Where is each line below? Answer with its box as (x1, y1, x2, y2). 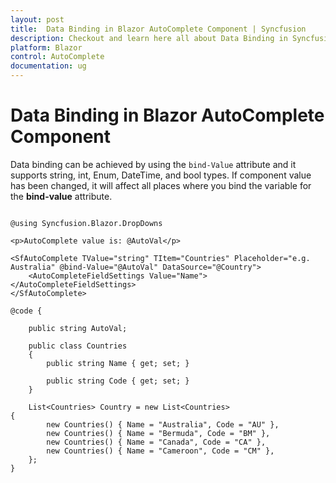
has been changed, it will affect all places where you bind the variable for (10, 179, 312, 191)
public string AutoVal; (28, 323, 128, 333)
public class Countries (28, 341, 128, 351)
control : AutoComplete (10, 52, 105, 62)
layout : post (10, 14, 65, 25)
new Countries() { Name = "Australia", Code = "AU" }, (46, 419, 280, 430)
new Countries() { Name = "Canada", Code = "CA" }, (46, 437, 267, 447)
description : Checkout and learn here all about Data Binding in (10, 33, 288, 43)
